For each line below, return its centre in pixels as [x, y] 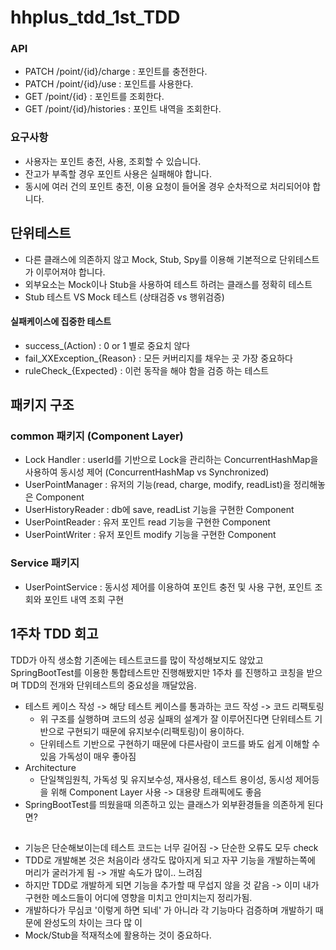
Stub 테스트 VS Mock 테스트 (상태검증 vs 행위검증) [124, 297]
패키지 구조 [42, 405]
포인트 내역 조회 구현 [84, 599]
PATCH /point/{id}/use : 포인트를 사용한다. [109, 84]
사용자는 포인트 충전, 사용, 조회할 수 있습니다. [113, 161]
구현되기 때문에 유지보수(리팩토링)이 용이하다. [155, 731]
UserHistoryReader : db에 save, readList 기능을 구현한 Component [159, 510]
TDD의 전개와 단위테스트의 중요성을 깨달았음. [108, 685]
